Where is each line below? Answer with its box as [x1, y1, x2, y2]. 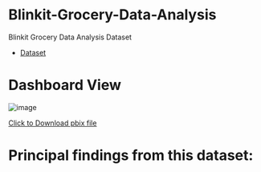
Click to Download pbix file [8, 118, 97, 128]
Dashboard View [8, 76, 122, 94]
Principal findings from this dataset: [8, 146, 254, 165]
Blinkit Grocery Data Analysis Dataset [8, 32, 133, 42]
